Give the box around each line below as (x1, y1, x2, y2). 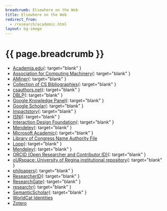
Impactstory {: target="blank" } (12, 108, 77, 114)
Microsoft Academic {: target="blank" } (12, 130, 94, 136)
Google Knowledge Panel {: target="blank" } (12, 98, 104, 104)
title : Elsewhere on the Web (5, 12, 67, 17)
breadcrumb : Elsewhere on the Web (5, 7, 79, 13)
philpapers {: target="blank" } (12, 168, 74, 174)
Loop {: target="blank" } (12, 141, 62, 147)
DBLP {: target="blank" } (12, 92, 63, 98)
